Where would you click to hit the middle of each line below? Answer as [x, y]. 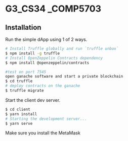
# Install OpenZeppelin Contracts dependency [54, 58]
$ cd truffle [19, 81]
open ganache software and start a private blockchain [64, 77]
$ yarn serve [19, 123]
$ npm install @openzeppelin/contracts [47, 63]
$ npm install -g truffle [32, 53]
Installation [23, 27]
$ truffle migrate [25, 91]
